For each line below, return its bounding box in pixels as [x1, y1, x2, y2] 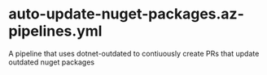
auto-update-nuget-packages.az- [8, 5, 244, 23]
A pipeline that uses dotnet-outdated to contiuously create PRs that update [8, 48, 260, 58]
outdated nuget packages [8, 57, 95, 67]
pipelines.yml [8, 22, 103, 40]
